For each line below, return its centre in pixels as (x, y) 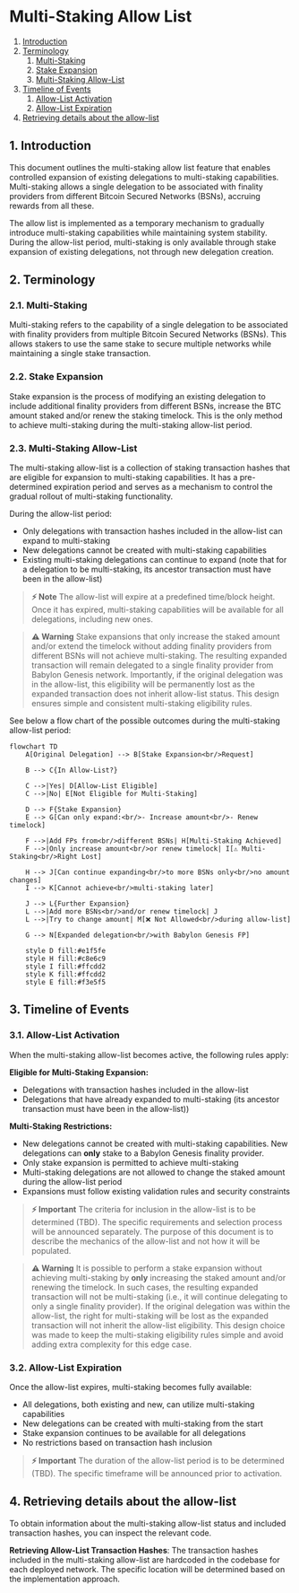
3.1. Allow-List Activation (64, 1036)
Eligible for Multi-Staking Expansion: (79, 1072)
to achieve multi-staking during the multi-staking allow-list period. (131, 425)
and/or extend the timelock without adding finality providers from (151, 646)
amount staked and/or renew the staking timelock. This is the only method (146, 416)
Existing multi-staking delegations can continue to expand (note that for (154, 560)
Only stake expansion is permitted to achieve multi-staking (130, 1162)
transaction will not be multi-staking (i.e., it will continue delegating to (159, 1296)
